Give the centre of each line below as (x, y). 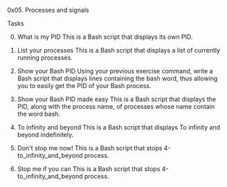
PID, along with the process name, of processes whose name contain (116, 106)
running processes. (45, 57)
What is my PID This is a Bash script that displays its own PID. (105, 37)
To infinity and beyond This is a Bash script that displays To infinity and (118, 127)
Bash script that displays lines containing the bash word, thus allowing (117, 78)
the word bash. (39, 114)
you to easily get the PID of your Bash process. (84, 86)
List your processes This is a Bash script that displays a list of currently (118, 50)
